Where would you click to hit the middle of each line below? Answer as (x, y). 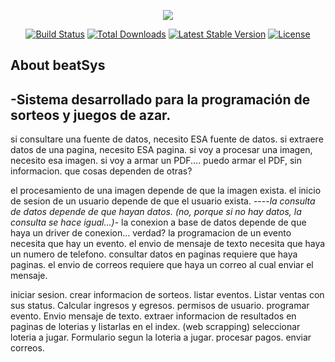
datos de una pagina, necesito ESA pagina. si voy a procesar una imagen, (161, 150)
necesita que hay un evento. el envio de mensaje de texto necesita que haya (168, 244)
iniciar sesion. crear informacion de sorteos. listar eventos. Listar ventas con (167, 295)
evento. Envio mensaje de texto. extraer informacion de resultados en (153, 316)
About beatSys (58, 65)
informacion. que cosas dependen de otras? (101, 171)
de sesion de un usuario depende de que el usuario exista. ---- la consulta (163, 201)
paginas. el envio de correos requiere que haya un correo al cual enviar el (162, 265)
